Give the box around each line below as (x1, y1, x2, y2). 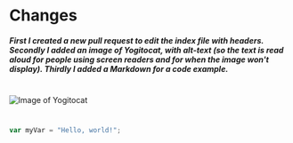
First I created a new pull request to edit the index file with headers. (9, 35, 265, 45)
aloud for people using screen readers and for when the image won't (9, 54, 270, 65)
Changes (9, 5, 77, 26)
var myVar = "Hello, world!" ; (9, 126, 122, 135)
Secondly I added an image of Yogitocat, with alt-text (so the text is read (9, 44, 284, 55)
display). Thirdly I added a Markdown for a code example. (9, 63, 229, 74)
